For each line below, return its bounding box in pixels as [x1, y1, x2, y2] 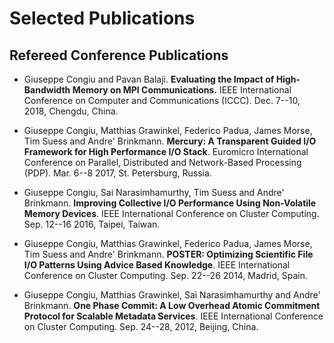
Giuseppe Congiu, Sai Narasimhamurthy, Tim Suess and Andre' [23, 187, 285, 198]
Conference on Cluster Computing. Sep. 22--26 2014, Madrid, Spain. [23, 270, 309, 281]
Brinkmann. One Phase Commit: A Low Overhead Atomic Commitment [23, 300, 321, 311]
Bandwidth [23, 84, 71, 96]
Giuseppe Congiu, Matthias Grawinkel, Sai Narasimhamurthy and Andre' [23, 289, 321, 301]
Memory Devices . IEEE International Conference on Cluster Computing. [23, 208, 320, 219]
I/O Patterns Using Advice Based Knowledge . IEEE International [23, 259, 291, 271]
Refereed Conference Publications [9, 47, 229, 64]
